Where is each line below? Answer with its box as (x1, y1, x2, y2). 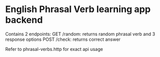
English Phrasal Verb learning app (5, 4, 151, 15)
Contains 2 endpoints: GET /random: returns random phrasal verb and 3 (5, 31, 155, 37)
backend (5, 14, 43, 26)
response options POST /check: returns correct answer (5, 36, 121, 42)
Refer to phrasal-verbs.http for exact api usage (5, 46, 103, 52)
